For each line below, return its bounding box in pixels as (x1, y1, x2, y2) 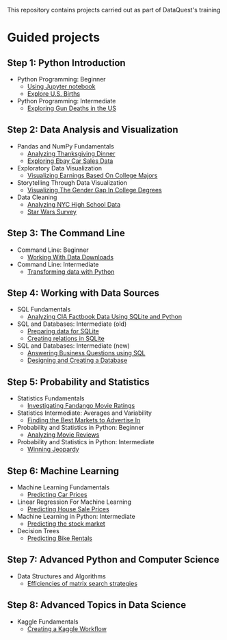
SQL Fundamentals (16, 305, 71, 313)
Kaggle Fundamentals (16, 617, 79, 626)
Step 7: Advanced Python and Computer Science (7, 554, 220, 565)
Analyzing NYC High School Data (27, 200, 121, 208)
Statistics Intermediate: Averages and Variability (16, 409, 152, 417)
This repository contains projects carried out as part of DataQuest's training (7, 6, 221, 14)
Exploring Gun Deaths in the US (27, 104, 116, 112)
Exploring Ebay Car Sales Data (27, 157, 113, 165)
